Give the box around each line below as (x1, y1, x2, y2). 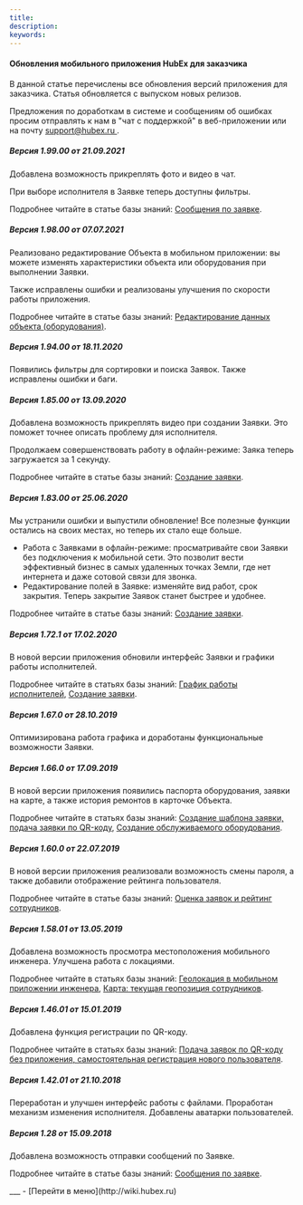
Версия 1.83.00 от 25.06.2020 (9, 493, 128, 504)
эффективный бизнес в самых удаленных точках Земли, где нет (22, 562, 271, 573)
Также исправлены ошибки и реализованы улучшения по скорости (9, 284, 270, 294)
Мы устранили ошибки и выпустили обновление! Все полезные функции (9, 516, 290, 526)
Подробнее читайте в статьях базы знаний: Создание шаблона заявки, (9, 813, 284, 824)
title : (9, 13, 34, 23)
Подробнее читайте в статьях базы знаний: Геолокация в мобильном (9, 973, 279, 984)
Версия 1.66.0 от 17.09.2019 (9, 762, 118, 773)
